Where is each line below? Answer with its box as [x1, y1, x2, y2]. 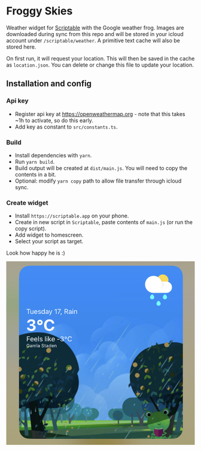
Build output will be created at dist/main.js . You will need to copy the [14, 164, 187, 172]
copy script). [14, 225, 47, 232]
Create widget [6, 198, 48, 207]
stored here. [6, 43, 36, 50]
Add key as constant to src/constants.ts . [14, 123, 118, 130]
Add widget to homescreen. [14, 231, 84, 238]
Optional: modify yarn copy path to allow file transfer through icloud [14, 177, 182, 184]
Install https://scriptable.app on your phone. [14, 212, 129, 220]
